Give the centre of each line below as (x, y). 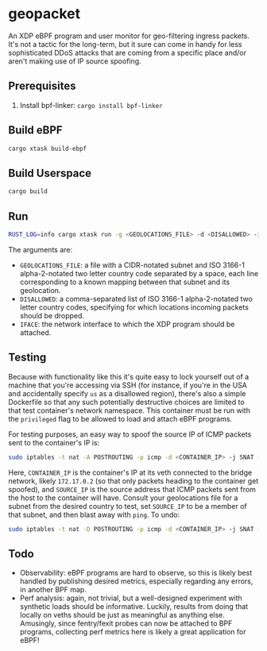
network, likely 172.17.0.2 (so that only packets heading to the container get (133, 480)
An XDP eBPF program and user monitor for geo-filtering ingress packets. (129, 36)
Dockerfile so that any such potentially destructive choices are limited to (126, 402)
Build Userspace (50, 173)
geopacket (44, 14)
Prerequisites (42, 86)
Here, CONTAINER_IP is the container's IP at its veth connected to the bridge (130, 472)
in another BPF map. (53, 590)
